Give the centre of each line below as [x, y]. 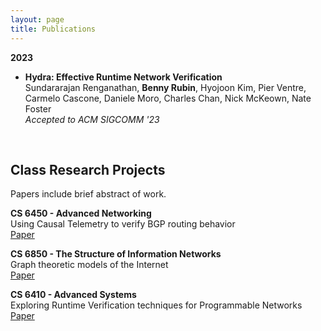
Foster [38, 108]
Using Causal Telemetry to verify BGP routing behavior [123, 224]
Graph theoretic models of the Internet [89, 265]
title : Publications [53, 29]
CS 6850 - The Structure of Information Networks [116, 254]
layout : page [37, 19]
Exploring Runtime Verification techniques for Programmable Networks [156, 305]
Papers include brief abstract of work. [88, 194]
